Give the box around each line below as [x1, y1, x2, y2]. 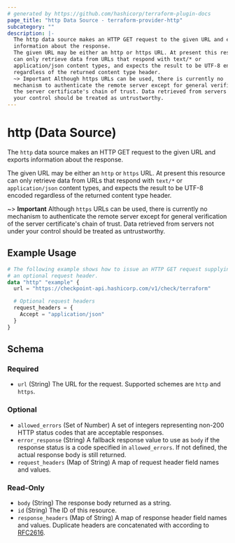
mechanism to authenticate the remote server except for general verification [7, 212, 227, 220]
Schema [7, 343, 44, 355]
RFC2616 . [17, 528, 45, 537]
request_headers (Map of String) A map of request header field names [17, 458, 219, 466]
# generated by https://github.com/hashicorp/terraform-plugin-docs [7, 10, 211, 17]
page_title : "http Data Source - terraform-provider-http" [7, 17, 183, 24]
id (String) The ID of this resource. [17, 506, 117, 514]
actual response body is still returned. [17, 450, 127, 458]
